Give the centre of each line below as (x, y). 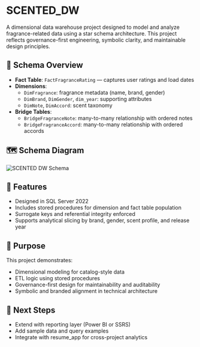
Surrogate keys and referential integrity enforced (75, 214)
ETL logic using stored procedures (57, 278)
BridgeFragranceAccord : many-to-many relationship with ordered (103, 124)
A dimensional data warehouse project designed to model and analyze (93, 27)
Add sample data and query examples (62, 331)
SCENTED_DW (43, 11)
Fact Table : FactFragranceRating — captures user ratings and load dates (104, 79)
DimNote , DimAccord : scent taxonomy (68, 105)
